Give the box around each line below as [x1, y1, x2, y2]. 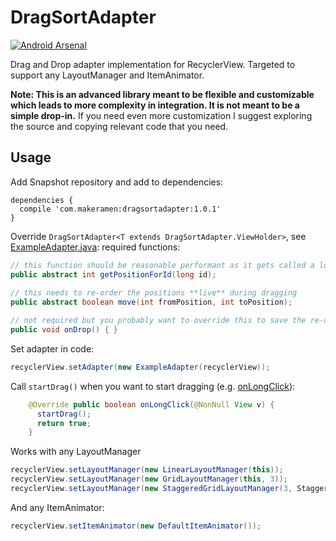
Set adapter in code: [10, 342, 95, 355]
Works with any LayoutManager [10, 446, 142, 458]
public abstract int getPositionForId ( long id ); [10, 269, 217, 280]
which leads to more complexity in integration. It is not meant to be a [10, 99, 300, 111]
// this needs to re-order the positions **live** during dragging [10, 288, 298, 298]
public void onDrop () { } [10, 325, 118, 335]
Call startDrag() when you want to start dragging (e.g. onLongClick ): [10, 380, 296, 392]
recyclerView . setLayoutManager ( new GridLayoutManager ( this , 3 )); [10, 474, 288, 485]
